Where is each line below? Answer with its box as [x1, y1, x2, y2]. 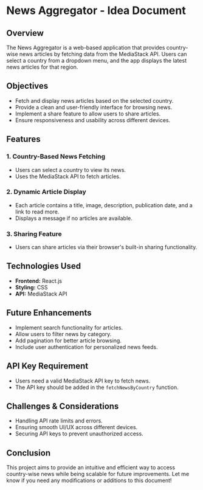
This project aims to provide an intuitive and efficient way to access [6, 464, 175, 471]
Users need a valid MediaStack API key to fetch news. [15, 377, 151, 384]
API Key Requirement [6, 361, 89, 371]
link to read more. [15, 208, 60, 215]
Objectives [6, 81, 49, 91]
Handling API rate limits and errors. [15, 417, 103, 424]
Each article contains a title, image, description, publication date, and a [15, 201, 193, 209]
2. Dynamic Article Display [6, 188, 86, 196]
